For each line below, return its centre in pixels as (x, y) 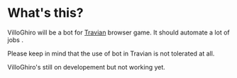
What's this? (45, 13)
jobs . (15, 39)
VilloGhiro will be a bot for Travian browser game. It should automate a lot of (118, 32)
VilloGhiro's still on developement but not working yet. (86, 67)
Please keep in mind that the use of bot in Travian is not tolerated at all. (111, 53)
